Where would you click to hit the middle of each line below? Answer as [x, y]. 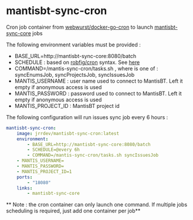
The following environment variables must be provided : [73, 45]
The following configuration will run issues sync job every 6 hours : [87, 117]
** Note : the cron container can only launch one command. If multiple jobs [97, 205]
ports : [25, 177]
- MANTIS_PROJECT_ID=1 [44, 171]
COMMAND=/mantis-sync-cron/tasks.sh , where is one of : [86, 68]
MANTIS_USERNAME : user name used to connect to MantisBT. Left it [99, 81]
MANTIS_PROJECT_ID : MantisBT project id [67, 106]
